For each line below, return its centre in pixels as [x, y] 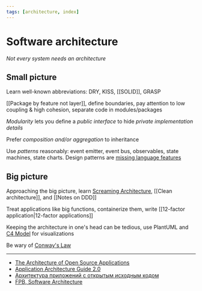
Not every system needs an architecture [56, 58]
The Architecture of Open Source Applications [72, 263]
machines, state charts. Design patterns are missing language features [94, 158]
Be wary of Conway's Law [39, 245]
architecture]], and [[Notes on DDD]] [52, 198]
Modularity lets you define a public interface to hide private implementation [100, 122]
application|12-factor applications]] [50, 216]
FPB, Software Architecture [49, 282]
